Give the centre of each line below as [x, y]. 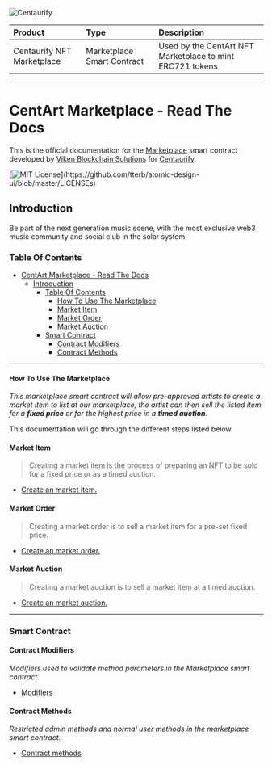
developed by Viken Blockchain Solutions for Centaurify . [103, 158]
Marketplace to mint [196, 56]
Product [29, 32]
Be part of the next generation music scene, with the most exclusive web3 [133, 228]
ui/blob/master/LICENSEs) [52, 183]
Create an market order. [61, 550]
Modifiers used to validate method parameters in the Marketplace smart [130, 668]
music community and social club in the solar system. [98, 236]
